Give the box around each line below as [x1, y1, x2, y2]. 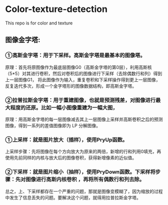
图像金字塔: [5, 36, 41, 44]
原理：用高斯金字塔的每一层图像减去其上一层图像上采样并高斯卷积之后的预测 [5, 116, 163, 122]
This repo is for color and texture [5, 20, 73, 26]
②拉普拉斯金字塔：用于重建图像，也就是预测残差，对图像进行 [5, 96, 156, 103]
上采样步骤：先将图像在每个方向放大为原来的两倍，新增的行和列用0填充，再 [5, 149, 161, 155]
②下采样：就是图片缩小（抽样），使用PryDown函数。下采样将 [5, 169, 156, 176]
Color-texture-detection [5, 3, 107, 15]
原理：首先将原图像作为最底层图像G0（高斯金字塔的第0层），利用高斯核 [5, 64, 152, 70]
